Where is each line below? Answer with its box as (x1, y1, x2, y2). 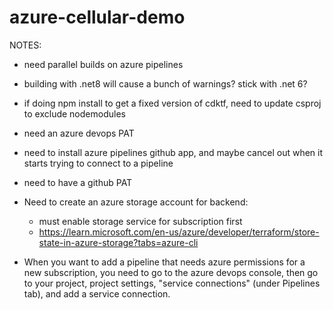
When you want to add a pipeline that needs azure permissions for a (23, 256, 306, 268)
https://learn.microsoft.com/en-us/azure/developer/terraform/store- (38, 226, 320, 238)
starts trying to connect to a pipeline (23, 157, 174, 169)
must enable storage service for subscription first (38, 215, 243, 227)
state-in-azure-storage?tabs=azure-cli (38, 236, 199, 248)
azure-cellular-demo (9, 6, 186, 29)
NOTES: (9, 39, 42, 51)
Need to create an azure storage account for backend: (23, 196, 249, 208)
